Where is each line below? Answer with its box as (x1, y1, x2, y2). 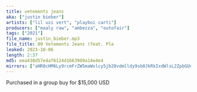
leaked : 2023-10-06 (6, 47, 54, 53)
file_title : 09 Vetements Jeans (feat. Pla (6, 42, 114, 47)
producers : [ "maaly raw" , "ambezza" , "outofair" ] (6, 25, 130, 31)
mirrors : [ (6, 63, 33, 69)
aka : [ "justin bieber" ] (6, 14, 64, 20)
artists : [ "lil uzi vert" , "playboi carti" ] (6, 19, 117, 25)
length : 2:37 (6, 52, 38, 58)
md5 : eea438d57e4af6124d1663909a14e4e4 (6, 57, 104, 63)
